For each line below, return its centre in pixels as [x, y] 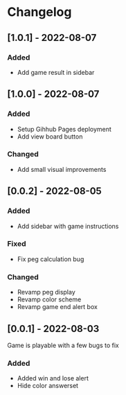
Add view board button [50, 137]
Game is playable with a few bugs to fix [63, 345]
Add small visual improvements [62, 169]
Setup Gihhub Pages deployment [64, 129]
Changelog [39, 12]
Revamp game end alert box [57, 307]
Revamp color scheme [49, 299]
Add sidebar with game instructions [68, 226]
